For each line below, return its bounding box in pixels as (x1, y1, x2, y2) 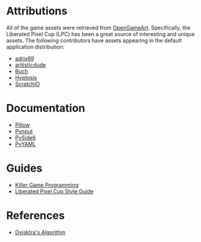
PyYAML (14, 140, 36, 148)
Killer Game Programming (14, 181, 79, 189)
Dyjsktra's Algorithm (14, 228, 66, 235)
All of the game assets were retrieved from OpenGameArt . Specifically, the (6, 24, 191, 31)
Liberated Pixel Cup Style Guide (14, 187, 94, 195)
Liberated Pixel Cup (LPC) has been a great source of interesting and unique (6, 30, 195, 37)
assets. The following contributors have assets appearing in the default (6, 37, 182, 44)
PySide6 (14, 134, 36, 141)
